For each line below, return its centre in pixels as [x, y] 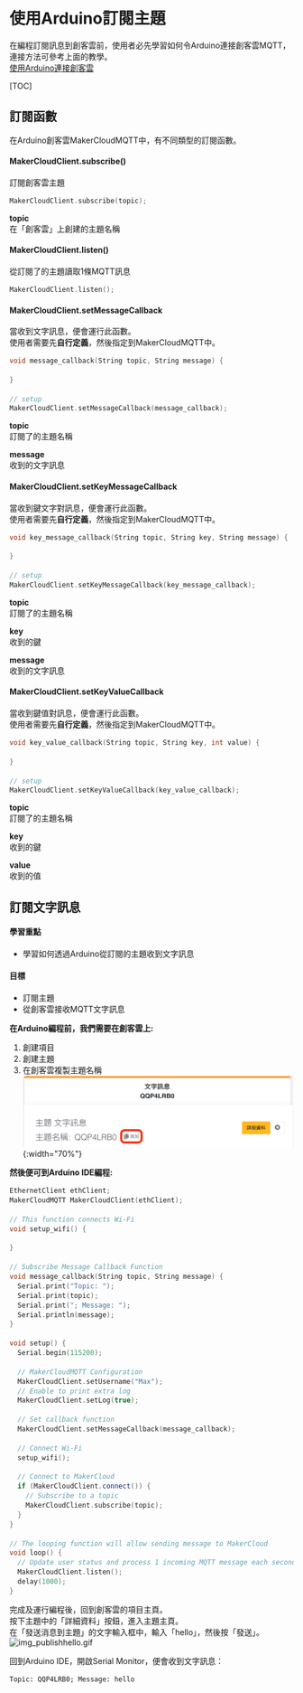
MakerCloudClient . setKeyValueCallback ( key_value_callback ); [125, 790]
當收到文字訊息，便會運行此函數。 [73, 332]
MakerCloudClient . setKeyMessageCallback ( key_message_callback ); [133, 585]
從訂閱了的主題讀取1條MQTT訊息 [70, 271]
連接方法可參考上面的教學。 [61, 56]
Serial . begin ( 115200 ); [60, 1353]
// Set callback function [66, 1420]
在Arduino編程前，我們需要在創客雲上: [82, 1029]
